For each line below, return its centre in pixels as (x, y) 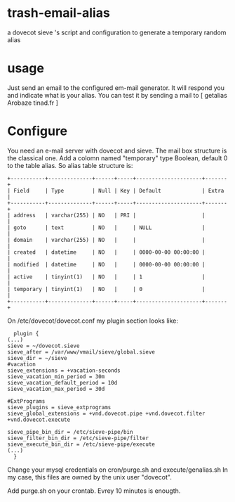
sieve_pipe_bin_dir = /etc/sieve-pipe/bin (70, 432)
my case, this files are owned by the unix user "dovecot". (89, 477)
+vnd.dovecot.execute (39, 420)
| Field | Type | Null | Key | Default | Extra (116, 191)
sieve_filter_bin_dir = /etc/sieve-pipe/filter (78, 438)
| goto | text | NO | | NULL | (106, 227)
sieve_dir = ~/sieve (38, 358)
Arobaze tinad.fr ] (33, 103)
